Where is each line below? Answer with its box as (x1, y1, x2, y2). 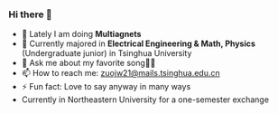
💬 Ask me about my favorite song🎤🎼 (21, 58, 156, 69)
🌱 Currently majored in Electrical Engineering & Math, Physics (21, 38, 256, 49)
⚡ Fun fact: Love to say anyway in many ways (21, 81, 191, 92)
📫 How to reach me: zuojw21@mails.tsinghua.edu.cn (21, 68, 220, 79)
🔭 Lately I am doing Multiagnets (21, 29, 142, 40)
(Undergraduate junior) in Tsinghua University (21, 48, 192, 59)
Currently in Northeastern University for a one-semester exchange (21, 94, 270, 105)
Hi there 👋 (8, 8, 53, 21)
